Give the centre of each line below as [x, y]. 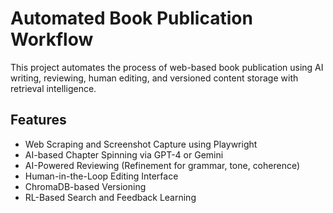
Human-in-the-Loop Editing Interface [101, 176]
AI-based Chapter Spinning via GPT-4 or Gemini [124, 154]
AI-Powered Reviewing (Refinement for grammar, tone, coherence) [162, 165]
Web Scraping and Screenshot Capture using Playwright [141, 144]
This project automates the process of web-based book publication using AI [167, 67]
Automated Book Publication [131, 18]
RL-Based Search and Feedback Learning [110, 197]
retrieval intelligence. [53, 88]
